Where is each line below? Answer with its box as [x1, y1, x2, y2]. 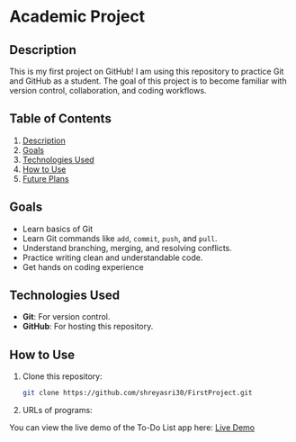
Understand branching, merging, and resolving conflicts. [22, 242, 232, 253]
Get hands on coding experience [22, 261, 144, 272]
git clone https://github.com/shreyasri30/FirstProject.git [22, 389, 253, 398]
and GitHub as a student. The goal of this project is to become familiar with [9, 76, 287, 86]
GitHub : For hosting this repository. [22, 321, 154, 332]
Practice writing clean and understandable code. [22, 252, 203, 263]
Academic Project [9, 6, 146, 27]
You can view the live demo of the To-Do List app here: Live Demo [9, 422, 255, 433]
